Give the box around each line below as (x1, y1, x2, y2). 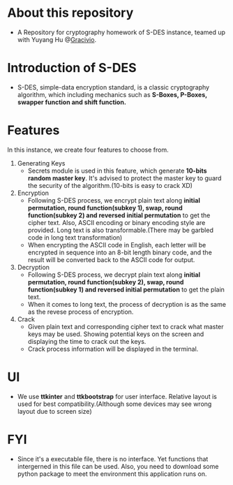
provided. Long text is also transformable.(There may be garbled (27, 226, 214, 234)
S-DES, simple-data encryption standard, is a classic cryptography (17, 82, 210, 92)
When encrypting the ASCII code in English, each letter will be (27, 240, 206, 249)
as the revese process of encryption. (27, 307, 134, 316)
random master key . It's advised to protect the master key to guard (27, 173, 222, 182)
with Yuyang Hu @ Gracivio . (17, 35, 96, 43)
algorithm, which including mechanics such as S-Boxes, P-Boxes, (17, 90, 207, 99)
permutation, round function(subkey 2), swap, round (27, 277, 184, 286)
